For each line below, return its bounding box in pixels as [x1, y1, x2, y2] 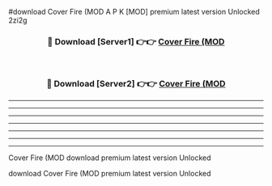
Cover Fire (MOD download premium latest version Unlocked [8, 153, 211, 163]
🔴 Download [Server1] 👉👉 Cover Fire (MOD [47, 36, 225, 47]
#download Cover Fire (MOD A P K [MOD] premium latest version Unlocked [8, 7, 261, 16]
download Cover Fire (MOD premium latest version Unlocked [8, 168, 211, 178]
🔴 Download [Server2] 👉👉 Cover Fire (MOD [46, 78, 226, 90]
